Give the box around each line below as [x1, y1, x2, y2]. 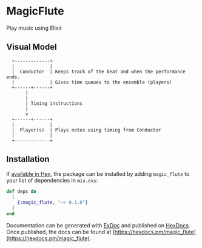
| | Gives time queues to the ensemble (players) [12, 79, 172, 85]
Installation [6, 154, 50, 164]
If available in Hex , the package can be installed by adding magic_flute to [6, 170, 190, 177]
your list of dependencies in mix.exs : [6, 176, 98, 184]
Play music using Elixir [6, 24, 62, 32]
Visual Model [6, 42, 57, 52]
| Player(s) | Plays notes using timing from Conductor [12, 127, 162, 133]
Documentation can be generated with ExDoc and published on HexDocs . [6, 221, 190, 229]
